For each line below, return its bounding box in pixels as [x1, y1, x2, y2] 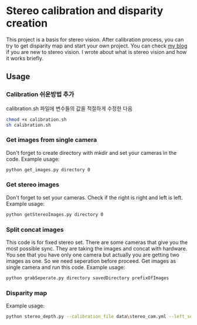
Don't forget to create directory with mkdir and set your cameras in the [6, 149, 177, 156]
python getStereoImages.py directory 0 [6, 211, 104, 218]
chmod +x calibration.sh [6, 116, 67, 123]
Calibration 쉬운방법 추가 [6, 90, 74, 99]
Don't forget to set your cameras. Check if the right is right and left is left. [6, 194, 184, 201]
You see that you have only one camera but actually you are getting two [6, 251, 180, 259]
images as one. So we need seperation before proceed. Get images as [6, 258, 176, 265]
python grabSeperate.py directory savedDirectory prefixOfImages [6, 275, 169, 281]
